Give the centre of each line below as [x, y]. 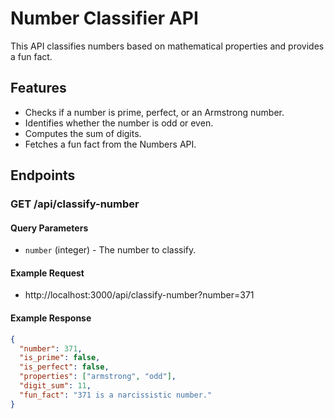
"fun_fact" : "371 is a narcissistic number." [116, 395]
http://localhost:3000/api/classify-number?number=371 [139, 295]
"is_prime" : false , [60, 358]
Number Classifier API [104, 18]
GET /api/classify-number [75, 204]
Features [38, 88]
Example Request [47, 273]
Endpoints [43, 175]
